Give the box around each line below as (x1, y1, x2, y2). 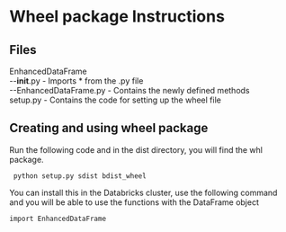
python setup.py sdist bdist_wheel (13, 171, 147, 181)
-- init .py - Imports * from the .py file (9, 76, 144, 86)
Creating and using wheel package (9, 120, 209, 136)
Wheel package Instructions (9, 6, 225, 27)
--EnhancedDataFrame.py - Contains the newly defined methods (9, 85, 250, 95)
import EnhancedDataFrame (9, 214, 106, 223)
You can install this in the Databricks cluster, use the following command (9, 187, 278, 198)
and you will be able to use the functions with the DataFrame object (9, 196, 259, 208)
